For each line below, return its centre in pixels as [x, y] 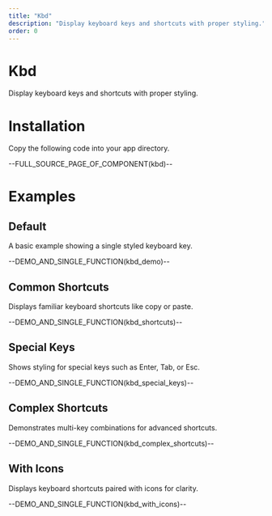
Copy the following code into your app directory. [89, 148]
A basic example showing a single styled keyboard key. [100, 246]
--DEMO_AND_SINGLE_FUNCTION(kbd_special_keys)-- [101, 383]
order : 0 [23, 31]
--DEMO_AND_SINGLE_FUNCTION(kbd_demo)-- [89, 262]
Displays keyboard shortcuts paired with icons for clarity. [103, 488]
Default [28, 226]
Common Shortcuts [59, 287]
